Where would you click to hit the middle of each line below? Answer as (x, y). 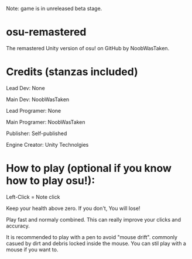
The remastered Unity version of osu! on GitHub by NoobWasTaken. (88, 48)
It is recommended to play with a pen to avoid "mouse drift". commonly (92, 237)
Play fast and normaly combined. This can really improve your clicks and (94, 219)
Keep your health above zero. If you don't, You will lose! (73, 208)
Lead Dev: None (25, 88)
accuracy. (18, 226)
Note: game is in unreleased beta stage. (54, 8)
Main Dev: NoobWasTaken (38, 99)
